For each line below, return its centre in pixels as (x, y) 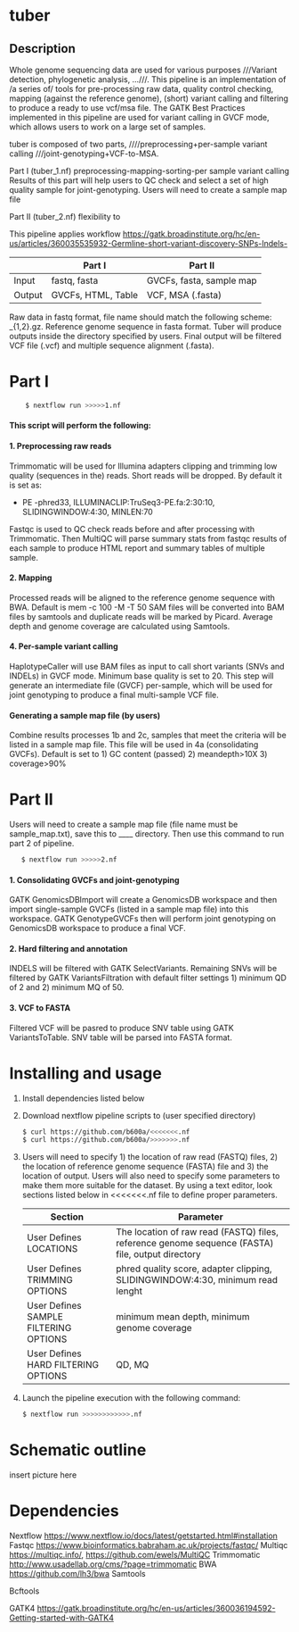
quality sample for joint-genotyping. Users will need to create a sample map (148, 190)
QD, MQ (132, 1365)
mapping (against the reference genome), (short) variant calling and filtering (149, 98)
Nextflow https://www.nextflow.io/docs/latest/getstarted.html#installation (144, 1536)
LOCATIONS (52, 1249)
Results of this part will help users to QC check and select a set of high (139, 180)
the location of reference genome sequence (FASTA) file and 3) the (145, 1167)
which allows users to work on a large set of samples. (108, 127)
